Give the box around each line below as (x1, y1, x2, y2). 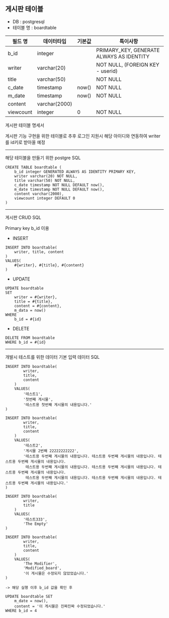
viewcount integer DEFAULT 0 (14, 196, 75, 201)
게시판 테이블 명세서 (5, 122, 44, 128)
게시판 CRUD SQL (5, 214, 41, 220)
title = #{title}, (14, 299, 53, 304)
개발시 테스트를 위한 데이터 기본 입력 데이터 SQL (5, 354, 100, 360)
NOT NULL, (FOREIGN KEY (96, 61, 159, 68)
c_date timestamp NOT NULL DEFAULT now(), (14, 182, 105, 187)
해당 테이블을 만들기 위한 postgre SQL (5, 155, 81, 161)
